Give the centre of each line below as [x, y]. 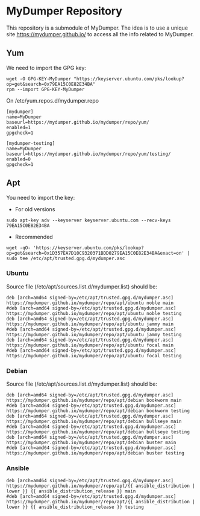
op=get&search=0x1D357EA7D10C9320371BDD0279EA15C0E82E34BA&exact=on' [95, 253]
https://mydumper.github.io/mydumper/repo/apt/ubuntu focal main [90, 345]
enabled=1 [19, 127]
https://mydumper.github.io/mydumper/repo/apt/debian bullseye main [94, 422]
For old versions [35, 209]
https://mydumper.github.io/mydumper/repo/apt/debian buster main [91, 443]
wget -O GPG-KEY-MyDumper [39, 79]
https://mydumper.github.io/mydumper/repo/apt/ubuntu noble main [90, 303]
